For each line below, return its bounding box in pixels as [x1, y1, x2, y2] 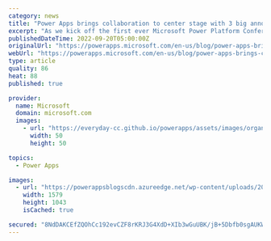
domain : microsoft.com [15, 109, 92, 117]
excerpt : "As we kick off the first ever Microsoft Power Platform [8, 27, 240, 35]
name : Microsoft [15, 102, 70, 110]
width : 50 [29, 132, 63, 140]
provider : [8, 94, 42, 102]
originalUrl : [8, 42, 52, 50]
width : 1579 [23, 191, 63, 199]
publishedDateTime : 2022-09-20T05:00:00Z [8, 34, 150, 43]
